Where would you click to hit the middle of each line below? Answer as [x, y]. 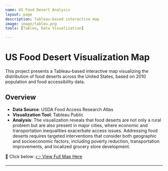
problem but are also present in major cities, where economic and [80, 125]
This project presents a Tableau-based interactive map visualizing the [77, 71]
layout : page [19, 14]
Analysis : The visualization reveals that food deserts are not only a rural [87, 120]
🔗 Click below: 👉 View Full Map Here [44, 156]
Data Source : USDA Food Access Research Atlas [63, 109]
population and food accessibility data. [45, 82]
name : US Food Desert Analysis [38, 10]
